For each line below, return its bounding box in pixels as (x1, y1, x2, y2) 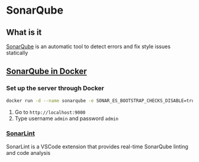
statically (6, 49, 28, 56)
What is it (6, 27, 42, 37)
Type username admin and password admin (14, 115, 118, 122)
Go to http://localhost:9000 (14, 108, 86, 116)
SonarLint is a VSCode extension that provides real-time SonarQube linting (6, 143, 188, 150)
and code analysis (6, 149, 51, 156)
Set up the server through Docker (6, 84, 105, 93)
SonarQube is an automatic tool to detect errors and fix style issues (6, 43, 171, 50)
